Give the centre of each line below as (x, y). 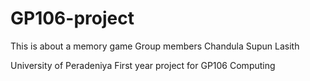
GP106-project (72, 18)
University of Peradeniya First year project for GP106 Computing (143, 65)
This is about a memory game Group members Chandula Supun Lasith (155, 46)
